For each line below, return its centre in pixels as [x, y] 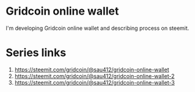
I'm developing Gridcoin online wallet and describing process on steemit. [97, 28]
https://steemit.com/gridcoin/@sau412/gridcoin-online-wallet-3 [94, 82]
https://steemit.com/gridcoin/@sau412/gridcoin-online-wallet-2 [94, 76]
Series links [36, 53]
